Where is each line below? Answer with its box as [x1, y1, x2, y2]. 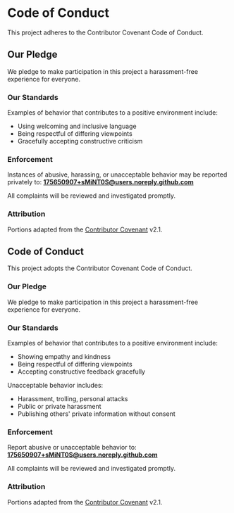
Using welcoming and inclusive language [17, 122, 137, 131]
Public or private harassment [17, 403, 101, 411]
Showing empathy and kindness [17, 353, 111, 361]
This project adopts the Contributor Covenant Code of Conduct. [7, 264, 192, 272]
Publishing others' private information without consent [17, 410, 175, 418]
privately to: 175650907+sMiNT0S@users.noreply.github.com [7, 178, 194, 186]
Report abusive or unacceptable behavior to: [7, 443, 137, 452]
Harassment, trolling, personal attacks [17, 395, 128, 403]
